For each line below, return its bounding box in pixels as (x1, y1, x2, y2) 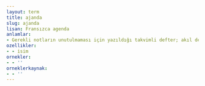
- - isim (6, 48, 29, 55)
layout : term (6, 8, 40, 15)
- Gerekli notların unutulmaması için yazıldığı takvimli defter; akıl (6, 37, 192, 43)
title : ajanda (6, 15, 43, 21)
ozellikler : (6, 43, 37, 49)
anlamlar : (6, 31, 32, 38)
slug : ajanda (6, 20, 40, 26)
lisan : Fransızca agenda (6, 25, 70, 32)
